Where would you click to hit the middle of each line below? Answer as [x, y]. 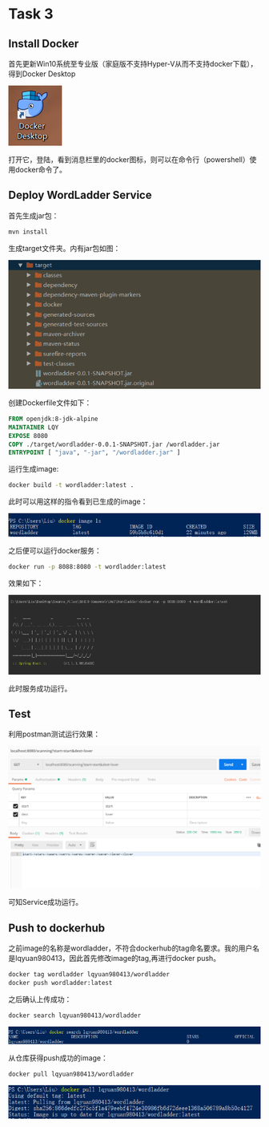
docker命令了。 [40, 170]
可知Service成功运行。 [46, 902]
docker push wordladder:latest [60, 983]
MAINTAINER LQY [34, 427]
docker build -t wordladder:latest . [71, 485]
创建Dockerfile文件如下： [50, 403]
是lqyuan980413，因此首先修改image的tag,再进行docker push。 [114, 959]
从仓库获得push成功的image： [58, 1058]
